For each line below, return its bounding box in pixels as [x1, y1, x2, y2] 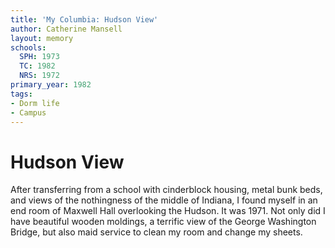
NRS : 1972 [19, 71, 60, 81]
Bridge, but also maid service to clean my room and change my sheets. [10, 226, 303, 238]
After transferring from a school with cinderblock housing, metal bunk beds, [10, 184, 323, 196]
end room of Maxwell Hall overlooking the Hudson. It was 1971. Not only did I [10, 205, 326, 217]
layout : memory [10, 33, 74, 43]
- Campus [10, 107, 47, 118]
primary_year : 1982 [10, 80, 92, 90]
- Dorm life [10, 98, 60, 108]
